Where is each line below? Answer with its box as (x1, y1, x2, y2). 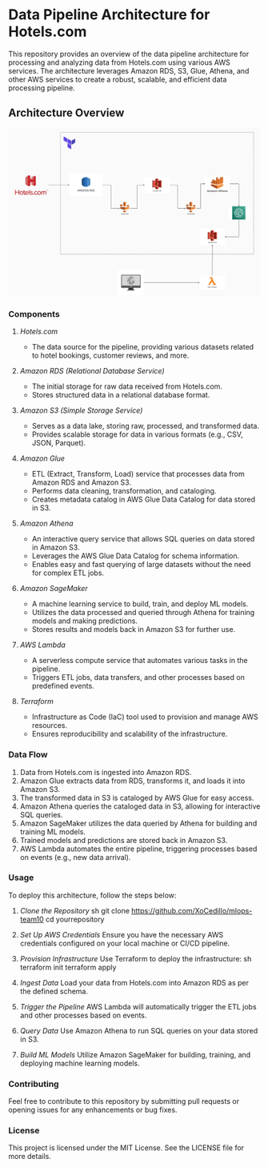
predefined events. (31, 681, 94, 691)
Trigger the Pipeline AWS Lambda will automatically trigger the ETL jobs (19, 1001, 258, 1011)
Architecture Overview (8, 106, 125, 120)
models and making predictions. (31, 616, 138, 625)
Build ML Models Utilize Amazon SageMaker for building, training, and (19, 1049, 251, 1059)
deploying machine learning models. (19, 1058, 140, 1068)
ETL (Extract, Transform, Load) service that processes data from (31, 470, 246, 479)
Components (8, 308, 60, 319)
